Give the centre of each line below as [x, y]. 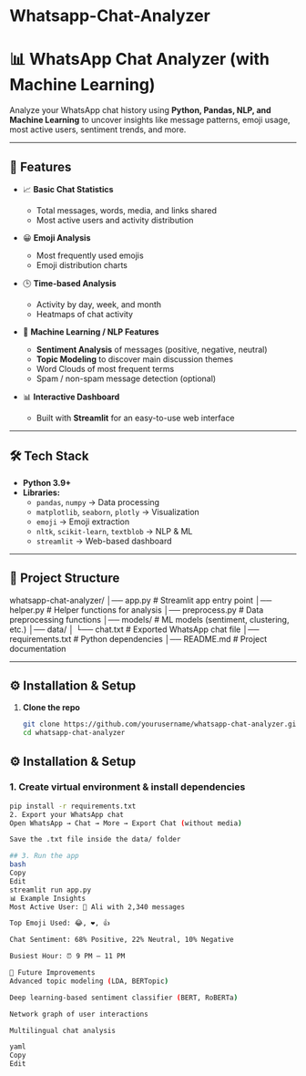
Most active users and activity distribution [115, 220]
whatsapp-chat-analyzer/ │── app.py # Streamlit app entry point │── [141, 600]
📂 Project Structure [65, 579]
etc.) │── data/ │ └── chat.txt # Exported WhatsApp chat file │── [134, 629]
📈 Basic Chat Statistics [68, 189]
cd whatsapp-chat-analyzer [74, 733]
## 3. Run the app [44, 856]
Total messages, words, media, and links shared [126, 210]
